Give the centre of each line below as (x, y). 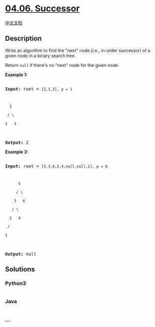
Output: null (21, 254)
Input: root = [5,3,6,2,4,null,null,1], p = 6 (56, 166)
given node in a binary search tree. (40, 56)
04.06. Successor (43, 9)
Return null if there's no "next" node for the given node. (62, 65)
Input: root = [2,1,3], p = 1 (39, 89)
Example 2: (17, 152)
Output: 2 (17, 142)
